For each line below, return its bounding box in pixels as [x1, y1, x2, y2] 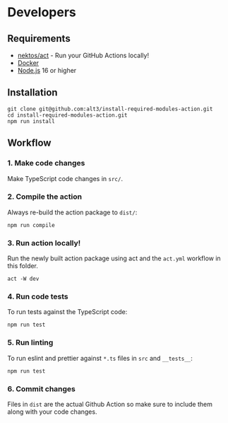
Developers [7, 4, 76, 21]
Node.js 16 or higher [17, 66, 77, 74]
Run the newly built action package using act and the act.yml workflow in [7, 254, 221, 262]
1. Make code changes [7, 158, 85, 168]
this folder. [7, 262, 39, 270]
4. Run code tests [7, 291, 68, 301]
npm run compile [7, 221, 55, 228]
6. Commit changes [7, 383, 76, 393]
